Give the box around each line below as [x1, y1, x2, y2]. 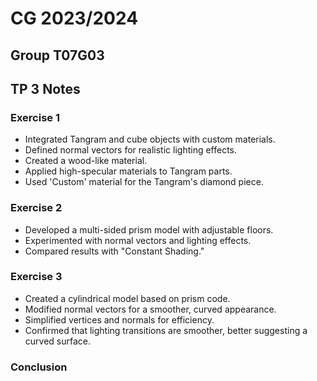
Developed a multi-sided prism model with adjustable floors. [24, 223, 274, 236]
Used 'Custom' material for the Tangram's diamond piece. [24, 176, 264, 188]
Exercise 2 [10, 201, 63, 215]
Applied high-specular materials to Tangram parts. [24, 165, 233, 177]
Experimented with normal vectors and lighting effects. [24, 234, 252, 246]
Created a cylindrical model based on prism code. [24, 292, 231, 304]
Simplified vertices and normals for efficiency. [24, 313, 215, 326]
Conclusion [10, 360, 68, 374]
